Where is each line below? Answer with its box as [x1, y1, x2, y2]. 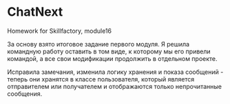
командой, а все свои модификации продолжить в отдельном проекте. [7, 54, 218, 62]
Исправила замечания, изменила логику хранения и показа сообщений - [7, 68, 224, 76]
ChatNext [7, 4, 63, 20]
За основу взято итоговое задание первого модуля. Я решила [7, 40, 190, 48]
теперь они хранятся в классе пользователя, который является [7, 75, 195, 83]
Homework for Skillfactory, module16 [7, 27, 112, 35]
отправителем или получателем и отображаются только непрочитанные [7, 82, 222, 90]
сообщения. [7, 90, 43, 98]
